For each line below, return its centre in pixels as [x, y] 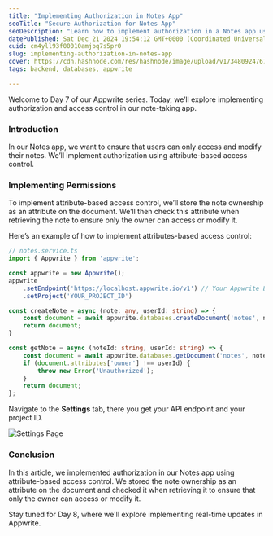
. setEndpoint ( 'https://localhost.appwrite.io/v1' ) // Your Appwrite [141, 288]
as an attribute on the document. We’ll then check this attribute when [124, 212]
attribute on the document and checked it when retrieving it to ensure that [132, 490]
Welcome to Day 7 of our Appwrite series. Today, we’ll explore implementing [136, 99]
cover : [19, 62]
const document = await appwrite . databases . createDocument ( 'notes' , [141, 319]
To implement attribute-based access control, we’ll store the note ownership [136, 203]
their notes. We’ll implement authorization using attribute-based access [128, 156]
